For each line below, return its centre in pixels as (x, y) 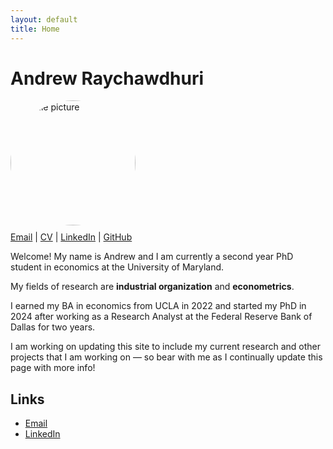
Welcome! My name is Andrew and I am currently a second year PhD (152, 257)
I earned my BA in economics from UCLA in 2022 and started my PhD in (158, 306)
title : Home (35, 29)
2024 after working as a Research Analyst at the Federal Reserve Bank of (161, 317)
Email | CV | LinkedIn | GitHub (71, 237)
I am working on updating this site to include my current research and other (165, 347)
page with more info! (53, 368)
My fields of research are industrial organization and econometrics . (152, 287)
